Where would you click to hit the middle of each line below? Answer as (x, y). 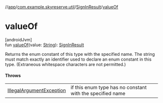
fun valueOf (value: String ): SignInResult (45, 45)
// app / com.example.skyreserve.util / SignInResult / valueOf (62, 7)
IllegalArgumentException (37, 90)
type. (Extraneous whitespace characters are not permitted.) (65, 64)
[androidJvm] (19, 39)
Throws (13, 75)
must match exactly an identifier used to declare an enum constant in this (78, 59)
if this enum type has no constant (109, 88)
